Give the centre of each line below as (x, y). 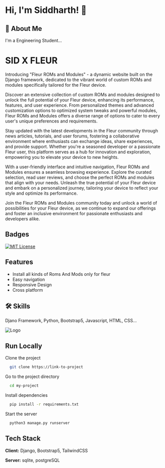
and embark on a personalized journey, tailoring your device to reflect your (82, 188)
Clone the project (23, 358)
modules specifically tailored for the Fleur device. (56, 85)
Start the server (21, 414)
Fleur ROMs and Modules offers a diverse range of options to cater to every (83, 116)
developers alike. (23, 219)
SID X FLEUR (32, 60)
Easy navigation (29, 279)
